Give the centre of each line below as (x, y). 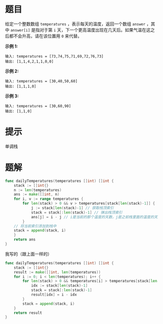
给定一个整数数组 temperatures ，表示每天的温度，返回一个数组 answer (75, 24)
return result (28, 313)
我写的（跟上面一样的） (28, 254)
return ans (25, 240)
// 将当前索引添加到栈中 (35, 226)
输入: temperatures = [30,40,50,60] (41, 81)
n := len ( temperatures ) (38, 190)
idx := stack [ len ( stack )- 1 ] (59, 286)
